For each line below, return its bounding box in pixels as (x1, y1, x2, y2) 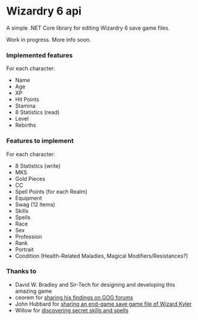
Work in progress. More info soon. (6, 36, 92, 43)
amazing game (14, 287, 53, 295)
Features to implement (6, 137, 74, 145)
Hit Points (14, 96, 39, 103)
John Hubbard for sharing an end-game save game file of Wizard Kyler (14, 300, 192, 307)
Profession (14, 233, 42, 240)
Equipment (14, 194, 42, 201)
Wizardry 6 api (6, 4, 81, 18)
